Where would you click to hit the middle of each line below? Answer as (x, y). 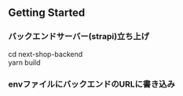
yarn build (24, 62)
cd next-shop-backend (46, 54)
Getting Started (47, 13)
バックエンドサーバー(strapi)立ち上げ (79, 37)
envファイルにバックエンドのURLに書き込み (91, 84)
